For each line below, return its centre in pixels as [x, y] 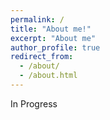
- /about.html [48, 76]
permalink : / [37, 19]
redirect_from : [42, 57]
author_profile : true [55, 47]
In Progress [34, 103]
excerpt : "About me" [53, 38]
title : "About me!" [51, 29]
